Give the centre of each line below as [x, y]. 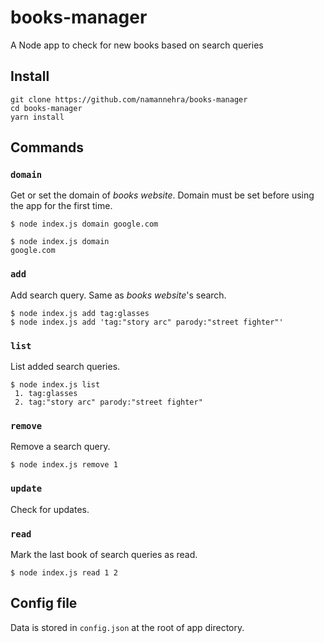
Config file [44, 603]
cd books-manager [46, 108]
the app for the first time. [61, 206]
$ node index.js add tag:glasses [80, 313]
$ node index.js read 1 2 [64, 572]
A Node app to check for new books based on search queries [137, 45]
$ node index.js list [55, 385]
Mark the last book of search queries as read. [104, 554]
